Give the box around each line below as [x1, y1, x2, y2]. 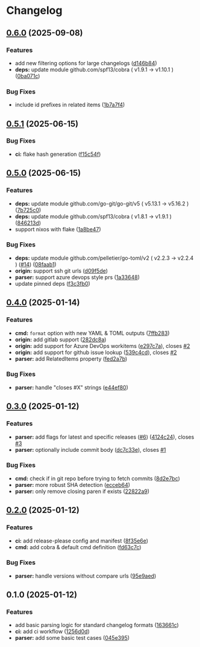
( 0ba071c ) [14, 72, 40, 79]
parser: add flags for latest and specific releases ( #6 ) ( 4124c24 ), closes [14, 433, 195, 440]
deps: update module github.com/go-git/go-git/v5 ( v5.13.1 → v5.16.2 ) [14, 200, 189, 207]
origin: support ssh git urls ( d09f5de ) [14, 267, 108, 274]
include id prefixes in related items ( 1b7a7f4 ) [14, 101, 125, 109]
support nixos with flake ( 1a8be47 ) [14, 225, 101, 233]
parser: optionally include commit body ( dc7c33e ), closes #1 [14, 446, 166, 453]
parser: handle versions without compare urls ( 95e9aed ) [14, 572, 157, 579]
